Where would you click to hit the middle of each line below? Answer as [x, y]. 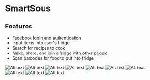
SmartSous [28, 8]
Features [19, 26]
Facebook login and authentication [46, 38]
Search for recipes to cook [38, 48]
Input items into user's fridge [41, 43]
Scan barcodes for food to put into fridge [53, 58]
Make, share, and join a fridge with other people [60, 53]
